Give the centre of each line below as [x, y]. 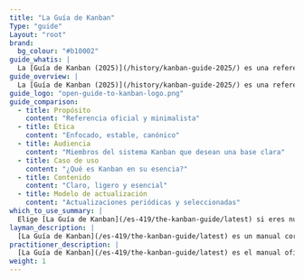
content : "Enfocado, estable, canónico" [103, 135]
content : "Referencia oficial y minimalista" [113, 118]
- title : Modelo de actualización [82, 194]
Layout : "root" [38, 34]
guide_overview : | [44, 77]
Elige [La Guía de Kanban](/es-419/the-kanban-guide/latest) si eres [151, 219]
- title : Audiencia [54, 144]
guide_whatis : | [40, 60]
